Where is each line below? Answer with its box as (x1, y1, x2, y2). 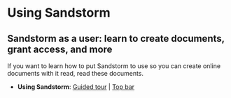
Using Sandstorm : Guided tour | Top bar (17, 83, 135, 91)
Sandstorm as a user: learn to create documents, (7, 33, 225, 44)
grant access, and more (7, 43, 113, 55)
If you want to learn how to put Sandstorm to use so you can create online (7, 62, 221, 70)
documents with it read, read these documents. (7, 70, 144, 77)
